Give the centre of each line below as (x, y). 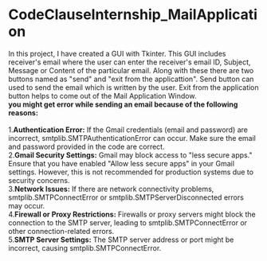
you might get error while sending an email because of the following (123, 104)
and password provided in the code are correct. (86, 146)
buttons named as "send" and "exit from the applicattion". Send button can (131, 79)
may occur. (27, 205)
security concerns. (39, 180)
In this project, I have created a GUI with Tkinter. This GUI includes (117, 53)
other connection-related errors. (61, 231)
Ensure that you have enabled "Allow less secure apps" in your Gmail (122, 163)
